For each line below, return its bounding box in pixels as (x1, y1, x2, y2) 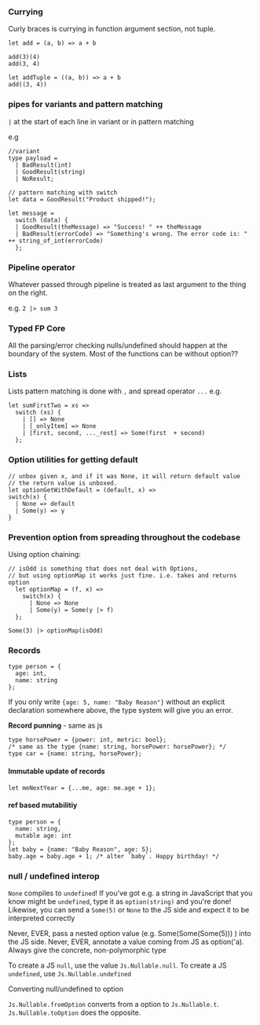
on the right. (8, 288, 48, 297)
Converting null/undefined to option (8, 984, 124, 994)
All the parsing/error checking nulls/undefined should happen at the (8, 341, 228, 350)
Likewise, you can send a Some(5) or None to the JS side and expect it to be (8, 905, 250, 915)
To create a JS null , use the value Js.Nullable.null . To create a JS (8, 960, 227, 970)
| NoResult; (15, 175, 55, 183)
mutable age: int (15, 831, 72, 839)
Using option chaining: (8, 550, 81, 559)
